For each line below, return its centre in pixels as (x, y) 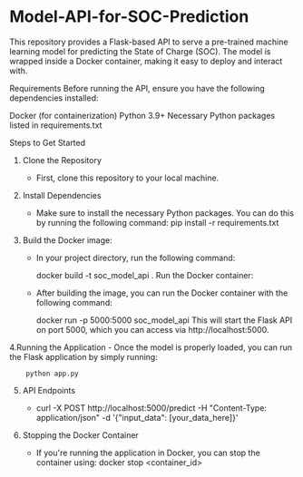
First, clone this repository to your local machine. (127, 178)
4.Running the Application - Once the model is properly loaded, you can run (151, 347)
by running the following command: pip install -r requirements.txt (157, 222)
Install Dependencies (62, 195)
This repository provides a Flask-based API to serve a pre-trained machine (149, 42)
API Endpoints (49, 390)
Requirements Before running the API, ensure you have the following (137, 88)
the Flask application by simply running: (84, 356)
